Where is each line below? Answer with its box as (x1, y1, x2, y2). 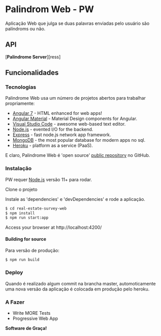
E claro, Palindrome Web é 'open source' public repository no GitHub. (5, 152, 150, 158)
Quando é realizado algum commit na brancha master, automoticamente (5, 280, 156, 286)
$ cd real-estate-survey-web (5, 206, 67, 211)
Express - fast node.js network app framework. (12, 132, 111, 138)
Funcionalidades (5, 68, 59, 77)
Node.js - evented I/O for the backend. (12, 127, 94, 133)
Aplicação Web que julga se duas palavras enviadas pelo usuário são (5, 20, 150, 26)
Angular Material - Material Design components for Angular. (12, 115, 138, 122)
